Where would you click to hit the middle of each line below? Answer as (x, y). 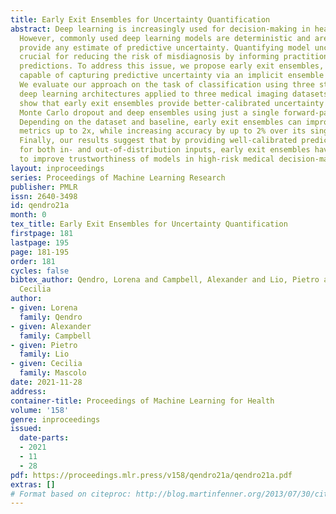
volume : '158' (40, 410)
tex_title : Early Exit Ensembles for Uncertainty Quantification (149, 224)
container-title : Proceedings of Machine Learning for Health (142, 401)
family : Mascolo (53, 373)
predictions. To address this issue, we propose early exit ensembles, (172, 66)
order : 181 (33, 261)
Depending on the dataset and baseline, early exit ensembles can (160, 122)
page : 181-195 (40, 252)
